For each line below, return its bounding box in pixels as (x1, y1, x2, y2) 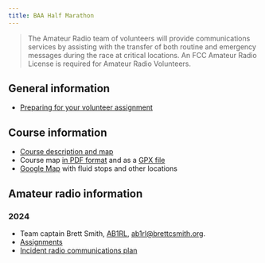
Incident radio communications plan (19, 246, 138, 255)
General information (8, 82, 110, 95)
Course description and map (19, 147, 114, 157)
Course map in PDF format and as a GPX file (19, 156, 166, 165)
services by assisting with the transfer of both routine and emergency (27, 41, 257, 52)
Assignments (19, 237, 64, 246)
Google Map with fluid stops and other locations (19, 164, 177, 173)
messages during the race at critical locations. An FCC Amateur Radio (27, 50, 257, 60)
